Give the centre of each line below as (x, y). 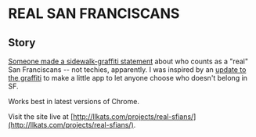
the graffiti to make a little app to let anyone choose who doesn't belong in (128, 78)
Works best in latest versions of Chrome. (74, 101)
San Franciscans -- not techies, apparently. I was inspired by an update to (127, 70)
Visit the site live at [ (41, 117)
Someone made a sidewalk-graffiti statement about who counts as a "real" (128, 61)
